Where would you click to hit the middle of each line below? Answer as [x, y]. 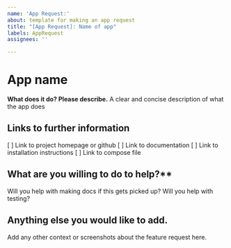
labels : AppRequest [35, 33]
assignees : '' [28, 40]
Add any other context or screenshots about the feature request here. [107, 237]
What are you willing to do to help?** [90, 174]
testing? [18, 198]
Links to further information [69, 128]
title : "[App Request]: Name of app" [62, 26]
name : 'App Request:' [39, 14]
